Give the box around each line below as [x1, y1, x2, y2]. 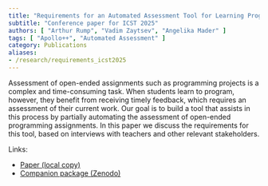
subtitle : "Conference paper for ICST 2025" [8, 19, 159, 27]
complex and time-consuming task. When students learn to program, [8, 86, 235, 96]
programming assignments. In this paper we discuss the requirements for [8, 121, 250, 130]
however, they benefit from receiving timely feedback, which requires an [8, 95, 247, 105]
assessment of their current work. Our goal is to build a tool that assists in [8, 103, 251, 113]
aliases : [8, 49, 37, 57]
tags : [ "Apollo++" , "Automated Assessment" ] [8, 34, 166, 42]
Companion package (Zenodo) [19, 168, 121, 178]
